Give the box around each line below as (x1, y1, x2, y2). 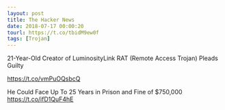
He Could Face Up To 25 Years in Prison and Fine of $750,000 (7, 88, 183, 96)
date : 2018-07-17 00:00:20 (7, 23, 84, 29)
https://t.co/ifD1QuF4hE (7, 95, 74, 103)
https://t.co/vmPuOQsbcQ (7, 74, 81, 83)
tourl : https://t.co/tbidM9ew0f (7, 29, 99, 36)
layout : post (7, 10, 44, 17)
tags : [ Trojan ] (7, 36, 51, 42)
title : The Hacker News (7, 16, 75, 23)
